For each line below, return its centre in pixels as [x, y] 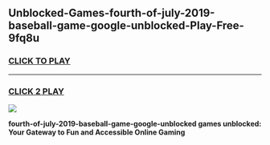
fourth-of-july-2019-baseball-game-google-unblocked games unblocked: [135, 123]
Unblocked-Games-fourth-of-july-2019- [112, 13]
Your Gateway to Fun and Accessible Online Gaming [97, 132]
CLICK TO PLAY [39, 61]
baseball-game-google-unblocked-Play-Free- [127, 26]
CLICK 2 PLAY [36, 91]
